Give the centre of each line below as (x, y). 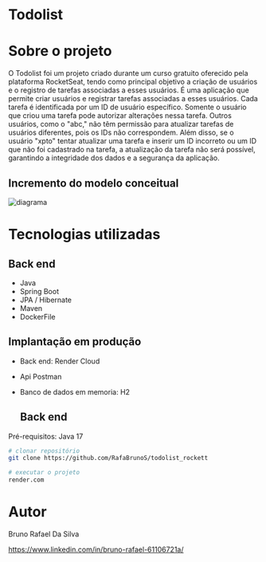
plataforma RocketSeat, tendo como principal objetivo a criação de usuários (133, 82)
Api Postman (41, 376)
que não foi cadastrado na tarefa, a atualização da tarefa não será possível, (132, 150)
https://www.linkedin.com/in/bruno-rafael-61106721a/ (96, 549)
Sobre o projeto (60, 51)
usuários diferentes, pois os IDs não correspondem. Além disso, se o (121, 132)
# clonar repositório (44, 451)
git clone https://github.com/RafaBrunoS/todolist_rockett (108, 458)
